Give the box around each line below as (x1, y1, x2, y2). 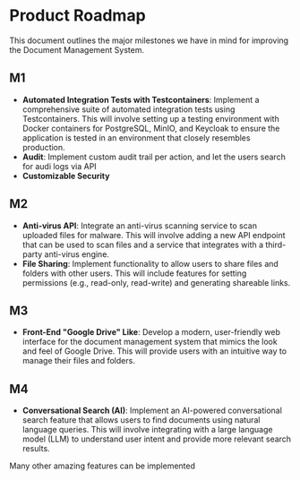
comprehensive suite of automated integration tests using (21, 104, 236, 115)
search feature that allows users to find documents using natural (21, 415, 261, 425)
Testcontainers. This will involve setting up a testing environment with (21, 113, 279, 124)
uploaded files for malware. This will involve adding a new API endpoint (21, 229, 286, 240)
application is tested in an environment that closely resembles (21, 132, 251, 143)
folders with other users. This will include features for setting (21, 268, 247, 279)
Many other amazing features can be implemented (9, 460, 195, 471)
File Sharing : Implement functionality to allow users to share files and (21, 258, 279, 269)
